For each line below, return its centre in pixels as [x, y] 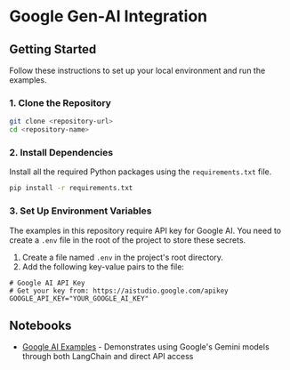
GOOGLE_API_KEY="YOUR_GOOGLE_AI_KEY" [79, 298]
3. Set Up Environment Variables [81, 211]
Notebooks [40, 325]
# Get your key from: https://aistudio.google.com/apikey [119, 291]
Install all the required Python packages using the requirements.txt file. [141, 172]
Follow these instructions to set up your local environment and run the [137, 70]
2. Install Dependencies [61, 152]
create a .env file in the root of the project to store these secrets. [128, 240]
